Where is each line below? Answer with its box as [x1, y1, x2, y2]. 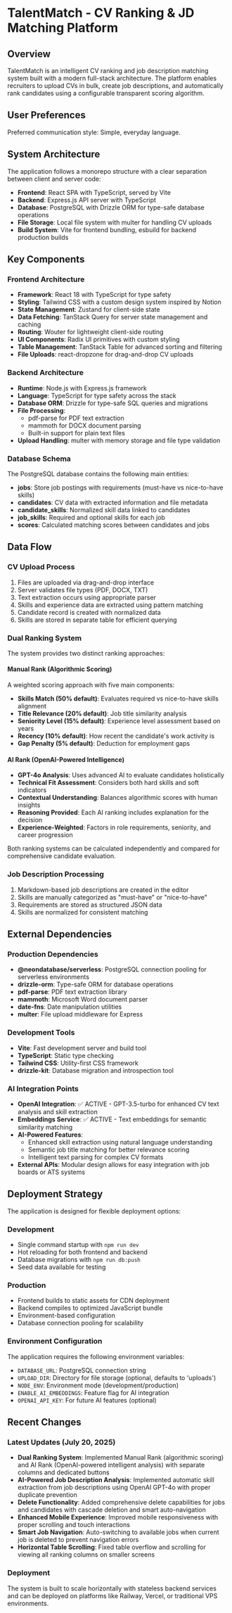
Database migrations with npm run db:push [17, 1255, 141, 1263]
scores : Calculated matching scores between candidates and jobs [17, 521, 210, 529]
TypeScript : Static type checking [17, 1051, 114, 1059]
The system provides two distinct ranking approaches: [7, 649, 165, 657]
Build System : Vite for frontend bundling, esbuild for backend [17, 225, 197, 234]
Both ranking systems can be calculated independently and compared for [7, 844, 220, 853]
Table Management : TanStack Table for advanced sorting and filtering [17, 343, 223, 351]
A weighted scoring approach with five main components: [7, 681, 175, 689]
